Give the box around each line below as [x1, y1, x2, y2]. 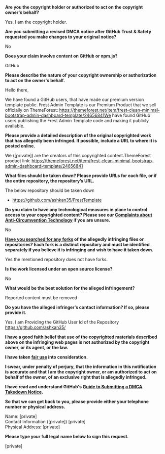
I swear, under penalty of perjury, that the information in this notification [5, 363, 157, 369]
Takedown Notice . [5, 389, 43, 395]
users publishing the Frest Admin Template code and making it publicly [5, 118, 149, 123]
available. [5, 123, 25, 129]
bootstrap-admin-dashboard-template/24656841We [5, 112, 111, 118]
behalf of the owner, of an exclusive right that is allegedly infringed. [5, 374, 147, 380]
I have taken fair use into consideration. [5, 354, 88, 360]
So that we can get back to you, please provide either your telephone [5, 399, 149, 405]
